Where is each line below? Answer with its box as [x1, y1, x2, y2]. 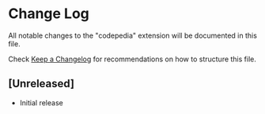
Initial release [19, 97, 63, 107]
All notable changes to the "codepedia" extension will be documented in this [8, 31, 257, 40]
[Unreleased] [8, 77, 75, 90]
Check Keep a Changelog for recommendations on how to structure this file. [8, 54, 257, 64]
